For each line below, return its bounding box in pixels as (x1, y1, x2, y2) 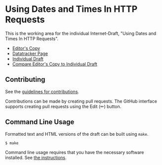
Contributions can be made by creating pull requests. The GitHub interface (5, 98, 157, 104)
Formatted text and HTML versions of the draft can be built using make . (5, 131, 149, 137)
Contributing (5, 75, 45, 84)
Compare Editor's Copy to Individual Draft (12, 61, 97, 67)
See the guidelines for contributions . (5, 88, 80, 95)
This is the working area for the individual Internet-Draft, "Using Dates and (5, 30, 157, 36)
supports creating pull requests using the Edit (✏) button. (5, 103, 121, 110)
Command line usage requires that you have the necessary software (5, 150, 144, 156)
